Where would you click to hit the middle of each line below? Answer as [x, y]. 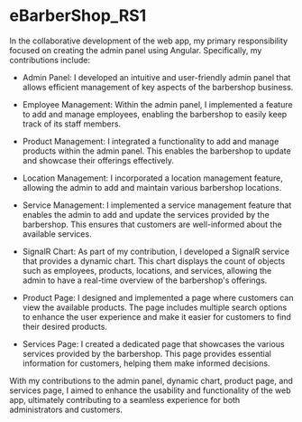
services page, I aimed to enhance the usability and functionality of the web [150, 390]
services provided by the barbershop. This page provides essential [147, 353]
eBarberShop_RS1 [78, 16]
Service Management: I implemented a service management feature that [157, 205]
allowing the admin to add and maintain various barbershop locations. [152, 187]
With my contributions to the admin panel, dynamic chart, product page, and [151, 380]
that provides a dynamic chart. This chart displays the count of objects [154, 261]
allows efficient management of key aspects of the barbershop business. [158, 87]
